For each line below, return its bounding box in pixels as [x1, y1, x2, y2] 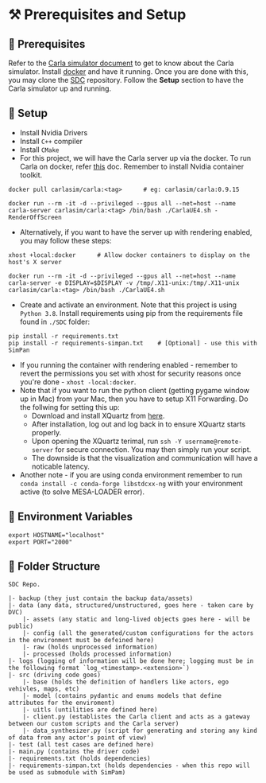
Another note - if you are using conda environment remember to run [19, 469, 243, 479]
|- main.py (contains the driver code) [8, 748, 141, 756]
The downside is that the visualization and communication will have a [31, 453, 258, 462]
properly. [31, 427, 62, 437]
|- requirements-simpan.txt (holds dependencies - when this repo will [8, 762, 250, 769]
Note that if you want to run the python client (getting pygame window [19, 385, 250, 395]
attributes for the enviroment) [8, 699, 115, 707]
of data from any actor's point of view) [8, 734, 148, 742]
